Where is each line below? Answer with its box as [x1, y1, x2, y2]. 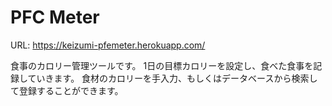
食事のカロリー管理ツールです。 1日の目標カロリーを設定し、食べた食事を [10, 59, 314, 71]
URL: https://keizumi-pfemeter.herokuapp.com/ [10, 39, 206, 51]
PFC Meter [10, 6, 100, 29]
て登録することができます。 [10, 84, 124, 96]
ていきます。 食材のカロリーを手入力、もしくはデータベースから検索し [27, 72, 318, 84]
